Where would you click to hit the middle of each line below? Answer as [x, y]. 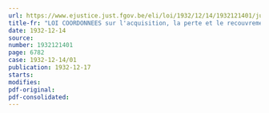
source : [21, 38]
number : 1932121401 [41, 45]
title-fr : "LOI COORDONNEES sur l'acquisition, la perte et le [116, 23]
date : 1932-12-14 [37, 30]
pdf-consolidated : [39, 97]
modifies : [25, 82]
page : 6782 [26, 53]
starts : [21, 75]
